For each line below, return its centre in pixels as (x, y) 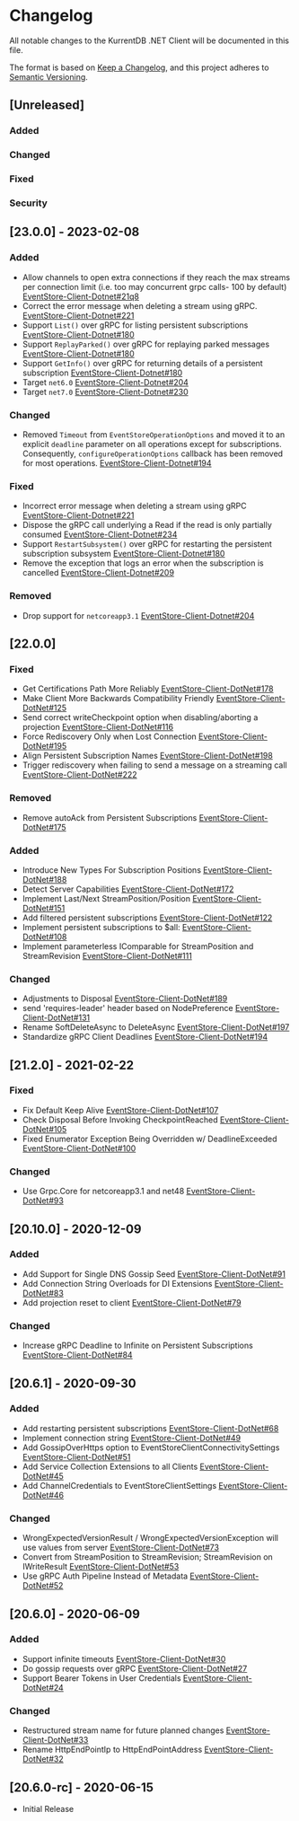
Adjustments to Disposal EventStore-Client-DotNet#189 (125, 998)
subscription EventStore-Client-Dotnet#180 (102, 373)
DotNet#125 (44, 708)
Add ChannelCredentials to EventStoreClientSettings (119, 1485)
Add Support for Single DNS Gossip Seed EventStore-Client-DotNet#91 (154, 1274)
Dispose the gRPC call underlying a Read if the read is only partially (147, 525)
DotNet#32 (43, 1759)
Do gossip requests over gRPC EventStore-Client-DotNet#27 (135, 1668)
